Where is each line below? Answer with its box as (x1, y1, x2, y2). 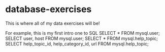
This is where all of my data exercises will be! (5, 20, 100, 26)
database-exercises (5, 4, 92, 15)
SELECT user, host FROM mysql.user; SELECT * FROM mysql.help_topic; (5, 35, 158, 41)
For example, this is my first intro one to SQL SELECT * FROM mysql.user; (5, 30, 160, 36)
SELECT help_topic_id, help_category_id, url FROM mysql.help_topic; (5, 40, 149, 46)
